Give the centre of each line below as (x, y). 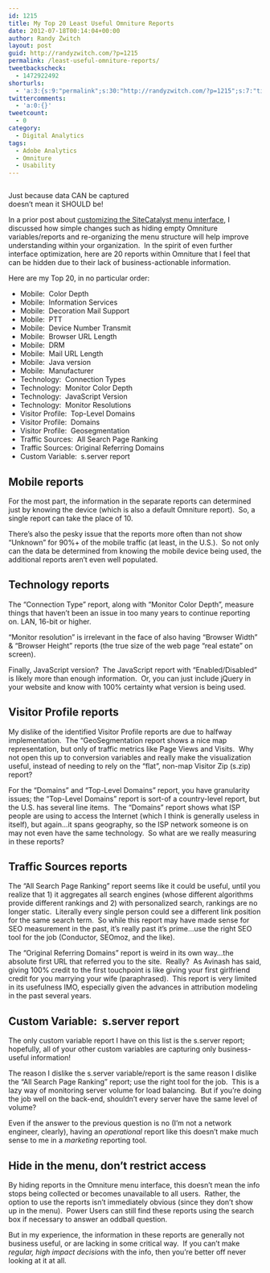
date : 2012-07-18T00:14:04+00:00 (64, 31)
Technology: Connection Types (73, 379)
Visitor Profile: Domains (60, 422)
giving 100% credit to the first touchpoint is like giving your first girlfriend (129, 970)
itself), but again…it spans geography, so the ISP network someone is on (129, 824)
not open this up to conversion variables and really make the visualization (130, 757)
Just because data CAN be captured (69, 196)
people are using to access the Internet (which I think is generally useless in (134, 815)
